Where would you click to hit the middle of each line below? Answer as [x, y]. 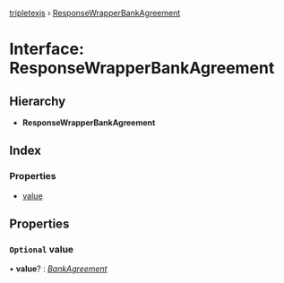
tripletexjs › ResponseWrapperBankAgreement [95, 13]
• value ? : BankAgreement [58, 269]
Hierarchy [38, 101]
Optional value [42, 249]
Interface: [47, 49]
